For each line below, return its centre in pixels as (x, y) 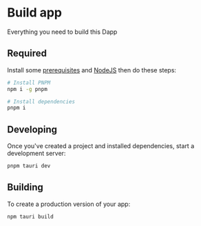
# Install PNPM (29, 83)
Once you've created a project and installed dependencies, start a (101, 146)
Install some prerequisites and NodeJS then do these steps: (92, 70)
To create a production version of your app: (69, 204)
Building (25, 187)
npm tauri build (30, 216)
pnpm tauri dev (29, 166)
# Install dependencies (41, 101)
